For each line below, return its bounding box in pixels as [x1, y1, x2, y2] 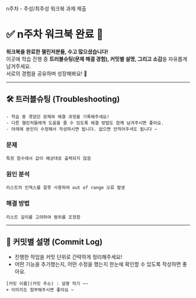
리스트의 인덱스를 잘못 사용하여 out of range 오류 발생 [6, 185, 125, 191]
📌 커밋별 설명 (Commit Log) [6, 237, 103, 247]
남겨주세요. [6, 63, 32, 70]
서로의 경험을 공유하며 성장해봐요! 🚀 [6, 70, 87, 77]
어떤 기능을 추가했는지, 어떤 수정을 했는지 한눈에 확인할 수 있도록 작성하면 [14, 261, 181, 268]
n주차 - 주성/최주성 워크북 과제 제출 [6, 5, 86, 12]
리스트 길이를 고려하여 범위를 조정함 [6, 214, 80, 220]
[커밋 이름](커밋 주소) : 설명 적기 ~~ [6, 281, 89, 287]
